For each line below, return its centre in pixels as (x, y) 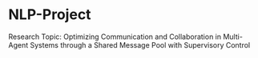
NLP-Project (50, 15)
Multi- (233, 37)
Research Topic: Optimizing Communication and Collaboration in (115, 37)
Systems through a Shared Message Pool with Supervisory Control (140, 44)
